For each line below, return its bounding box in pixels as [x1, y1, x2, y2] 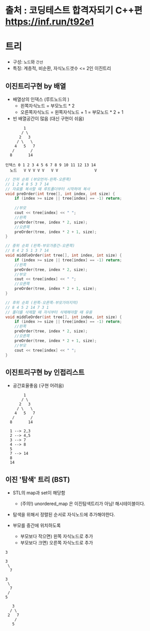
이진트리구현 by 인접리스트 [5, 368, 85, 376]
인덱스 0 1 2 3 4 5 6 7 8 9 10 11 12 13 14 [5, 162, 96, 167]
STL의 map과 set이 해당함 [12, 490, 65, 496]
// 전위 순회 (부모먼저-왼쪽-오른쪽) [5, 177, 71, 182]
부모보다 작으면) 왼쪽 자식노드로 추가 [20, 533, 93, 539]
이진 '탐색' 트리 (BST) [5, 475, 70, 484]
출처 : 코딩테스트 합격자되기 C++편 [5, 5, 143, 16]
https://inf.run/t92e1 [5, 16, 94, 28]
